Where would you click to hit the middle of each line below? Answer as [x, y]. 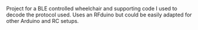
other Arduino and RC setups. [43, 21]
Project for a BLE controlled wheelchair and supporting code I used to [92, 9]
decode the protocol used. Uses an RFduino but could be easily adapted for [99, 15]
